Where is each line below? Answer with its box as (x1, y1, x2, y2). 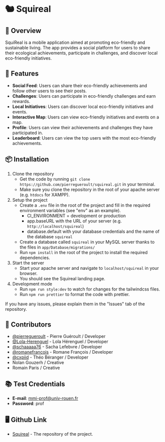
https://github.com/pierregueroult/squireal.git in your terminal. (19, 181, 156, 187)
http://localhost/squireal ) (27, 223, 84, 229)
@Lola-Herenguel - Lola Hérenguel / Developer (12, 338, 108, 345)
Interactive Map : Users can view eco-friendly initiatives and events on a (12, 114, 159, 120)
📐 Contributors (5, 321, 52, 329)
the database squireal (27, 233, 73, 239)
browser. (19, 270, 38, 276)
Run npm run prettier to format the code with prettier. (19, 291, 130, 297)
